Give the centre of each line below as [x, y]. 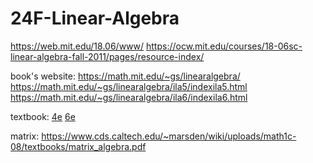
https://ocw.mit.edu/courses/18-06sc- [224, 46]
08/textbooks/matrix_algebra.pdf [78, 146]
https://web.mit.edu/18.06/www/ [77, 46]
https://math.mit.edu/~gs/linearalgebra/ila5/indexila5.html [129, 86]
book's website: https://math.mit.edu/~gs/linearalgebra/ [125, 76]
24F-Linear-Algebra [95, 18]
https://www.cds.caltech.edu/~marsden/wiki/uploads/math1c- [169, 136]
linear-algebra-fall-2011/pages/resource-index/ [107, 56]
